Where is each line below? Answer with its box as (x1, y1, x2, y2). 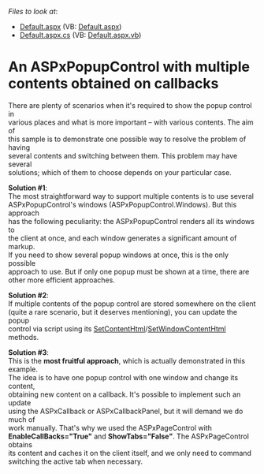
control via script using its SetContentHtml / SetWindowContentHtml (8, 323, 226, 334)
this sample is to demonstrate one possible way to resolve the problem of (8, 134, 247, 144)
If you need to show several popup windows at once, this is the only (8, 250, 229, 259)
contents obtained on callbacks (8, 75, 219, 93)
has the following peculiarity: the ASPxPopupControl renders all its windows (8, 216, 255, 226)
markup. (8, 241, 35, 251)
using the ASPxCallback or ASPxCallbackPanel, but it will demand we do (8, 406, 244, 416)
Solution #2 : (8, 290, 49, 300)
